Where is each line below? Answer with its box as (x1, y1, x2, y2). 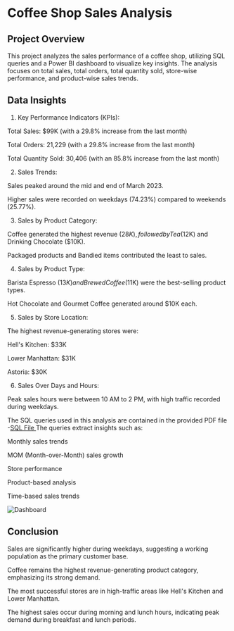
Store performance (7, 464, 63, 473)
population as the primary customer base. (7, 551, 129, 561)
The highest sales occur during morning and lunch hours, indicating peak (7, 608, 220, 616)
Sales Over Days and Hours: (17, 381, 100, 389)
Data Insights (7, 94, 67, 106)
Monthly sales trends (7, 437, 68, 445)
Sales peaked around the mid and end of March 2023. (7, 181, 164, 189)
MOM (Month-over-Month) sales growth (7, 451, 124, 459)
